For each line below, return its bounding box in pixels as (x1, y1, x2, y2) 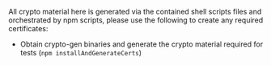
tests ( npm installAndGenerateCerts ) (19, 48, 142, 57)
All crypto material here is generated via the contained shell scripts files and (8, 7, 262, 16)
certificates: (8, 24, 49, 33)
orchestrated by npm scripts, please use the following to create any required (8, 15, 264, 25)
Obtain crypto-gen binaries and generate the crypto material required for (19, 39, 264, 49)
